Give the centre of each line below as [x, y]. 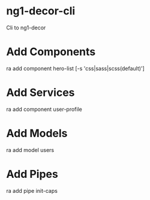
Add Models [37, 134]
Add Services [40, 93]
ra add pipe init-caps [32, 190]
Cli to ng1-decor [26, 28]
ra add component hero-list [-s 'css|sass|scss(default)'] [76, 68]
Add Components [51, 52]
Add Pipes [32, 174]
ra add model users [30, 150]
